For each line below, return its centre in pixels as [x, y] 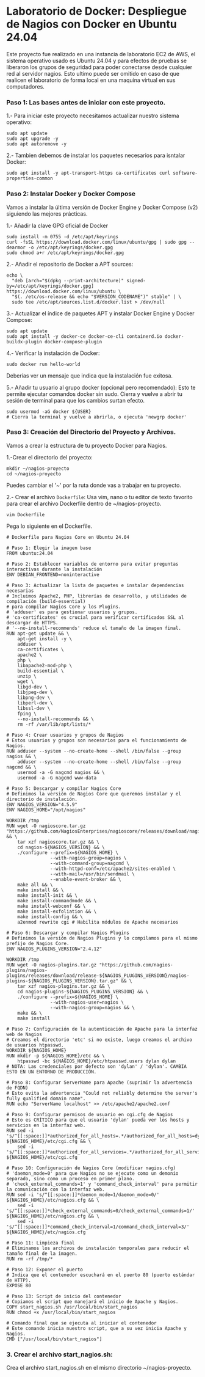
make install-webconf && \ [52, 906]
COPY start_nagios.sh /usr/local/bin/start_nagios [72, 1307]
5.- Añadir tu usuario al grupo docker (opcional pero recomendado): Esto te [101, 387]
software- [185, 173]
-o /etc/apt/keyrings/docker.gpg [71, 247]
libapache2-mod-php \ [45, 665]
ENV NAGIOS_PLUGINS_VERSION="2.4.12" [54, 949]
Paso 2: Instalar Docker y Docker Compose [71, 194]
